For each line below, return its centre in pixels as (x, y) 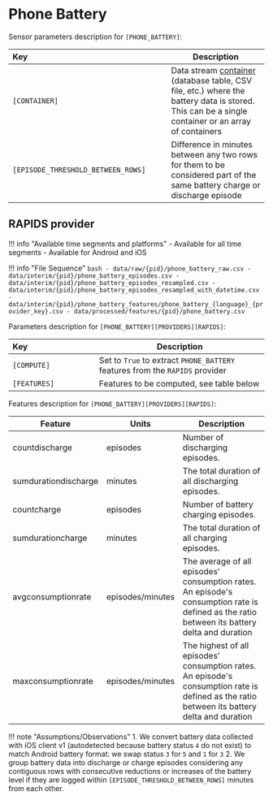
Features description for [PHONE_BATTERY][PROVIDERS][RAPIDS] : (113, 404)
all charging (205, 538)
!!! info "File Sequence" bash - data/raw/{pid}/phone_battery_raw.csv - (130, 268)
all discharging (210, 481)
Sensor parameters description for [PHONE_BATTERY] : (95, 37)
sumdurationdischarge (56, 481)
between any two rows (214, 154)
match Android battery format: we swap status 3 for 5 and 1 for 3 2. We (127, 754)
